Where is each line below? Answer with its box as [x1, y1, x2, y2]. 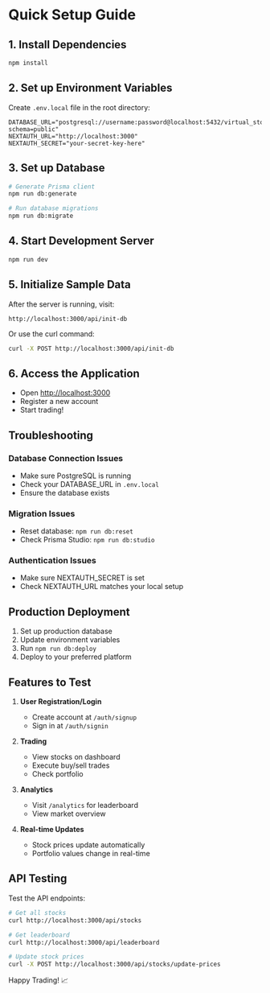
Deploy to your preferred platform [19, 652, 133, 661]
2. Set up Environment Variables [8, 81, 173, 95]
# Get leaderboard [8, 931, 70, 939]
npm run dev [8, 255, 48, 263]
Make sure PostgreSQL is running [19, 471, 132, 480]
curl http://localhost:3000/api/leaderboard [8, 938, 160, 946]
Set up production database [19, 626, 112, 637]
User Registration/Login [19, 697, 102, 707]
